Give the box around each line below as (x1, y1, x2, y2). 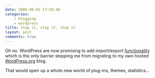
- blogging (14, 16, 36, 21)
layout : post (5, 30, 32, 35)
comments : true (5, 35, 36, 39)
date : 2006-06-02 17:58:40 (5, 7, 60, 12)
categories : (5, 12, 29, 17)
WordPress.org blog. (5, 58, 47, 64)
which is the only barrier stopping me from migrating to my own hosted (5, 53, 149, 58)
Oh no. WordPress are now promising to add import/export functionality (5, 47, 150, 54)
